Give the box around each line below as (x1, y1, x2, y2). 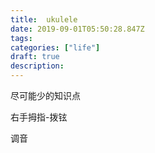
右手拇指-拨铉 (10, 111, 68, 123)
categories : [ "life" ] (10, 42, 101, 53)
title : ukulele (10, 14, 78, 25)
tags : (10, 33, 33, 43)
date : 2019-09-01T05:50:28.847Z (10, 24, 145, 34)
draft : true (10, 52, 60, 62)
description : (10, 61, 65, 71)
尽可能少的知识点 (10, 90, 81, 101)
